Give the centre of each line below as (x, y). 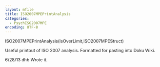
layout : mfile (20, 9)
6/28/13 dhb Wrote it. (26, 60)
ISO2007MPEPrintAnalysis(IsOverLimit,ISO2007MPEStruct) (65, 41)
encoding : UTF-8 (21, 27)
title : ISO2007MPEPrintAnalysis (38, 14)
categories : (17, 18)
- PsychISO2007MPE (28, 23)
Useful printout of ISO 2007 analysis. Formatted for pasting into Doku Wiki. (80, 51)
